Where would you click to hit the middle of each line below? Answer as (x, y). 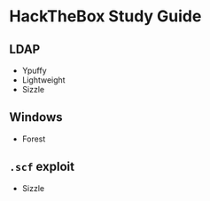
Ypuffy (34, 70)
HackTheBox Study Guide (105, 16)
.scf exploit (42, 167)
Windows (36, 117)
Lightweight (43, 80)
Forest (34, 139)
